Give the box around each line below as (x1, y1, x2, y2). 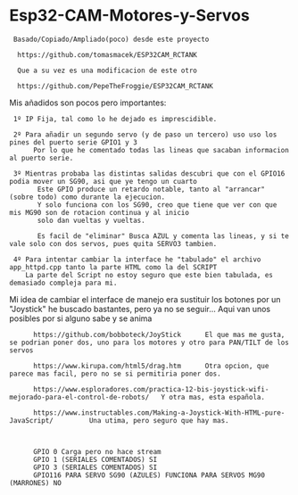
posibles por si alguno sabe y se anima (9, 313, 153, 324)
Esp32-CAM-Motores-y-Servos (9, 5, 250, 26)
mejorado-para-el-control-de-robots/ (9, 392, 150, 401)
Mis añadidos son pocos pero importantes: (9, 97, 167, 108)
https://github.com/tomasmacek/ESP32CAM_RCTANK (17, 50, 198, 59)
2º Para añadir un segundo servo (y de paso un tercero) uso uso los (12, 130, 277, 139)
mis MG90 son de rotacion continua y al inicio (9, 208, 190, 217)
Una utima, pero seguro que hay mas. (88, 416, 229, 425)
